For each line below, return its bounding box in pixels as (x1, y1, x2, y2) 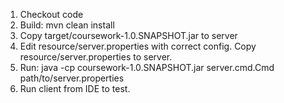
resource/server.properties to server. (19, 51, 173, 63)
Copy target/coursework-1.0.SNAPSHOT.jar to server (19, 30, 238, 41)
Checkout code (19, 9, 84, 20)
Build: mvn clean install (19, 19, 115, 31)
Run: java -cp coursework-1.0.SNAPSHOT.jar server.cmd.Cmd (19, 62, 275, 73)
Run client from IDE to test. (19, 83, 131, 94)
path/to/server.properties (19, 72, 125, 84)
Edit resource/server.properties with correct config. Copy (19, 40, 257, 52)
